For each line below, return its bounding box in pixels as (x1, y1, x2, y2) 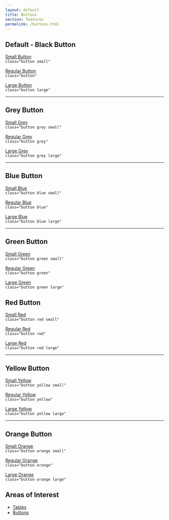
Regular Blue (5, 199, 32, 205)
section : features (5, 17, 44, 22)
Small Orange (5, 443, 34, 449)
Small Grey (5, 119, 28, 125)
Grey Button (5, 106, 44, 114)
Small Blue (5, 185, 27, 191)
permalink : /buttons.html (5, 21, 59, 27)
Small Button (5, 54, 32, 60)
